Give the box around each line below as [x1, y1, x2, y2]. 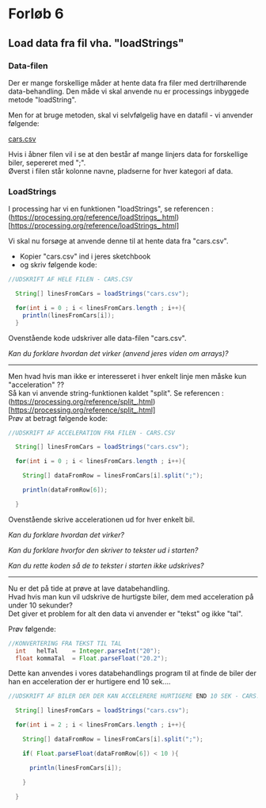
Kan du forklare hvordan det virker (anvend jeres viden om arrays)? [8, 348, 229, 358]
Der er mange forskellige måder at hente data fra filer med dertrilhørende [8, 78, 247, 87]
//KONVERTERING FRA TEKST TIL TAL [8, 639, 123, 647]
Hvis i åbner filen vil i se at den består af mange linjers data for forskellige [8, 149, 249, 159]
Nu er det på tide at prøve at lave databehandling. [8, 584, 170, 593]
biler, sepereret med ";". [8, 158, 86, 167]
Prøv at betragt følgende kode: [8, 413, 108, 423]
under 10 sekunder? [8, 600, 73, 610]
